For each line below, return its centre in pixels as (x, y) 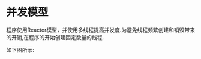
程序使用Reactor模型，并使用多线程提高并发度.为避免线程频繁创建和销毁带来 (101, 30)
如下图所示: (20, 50)
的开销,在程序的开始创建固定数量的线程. (55, 37)
